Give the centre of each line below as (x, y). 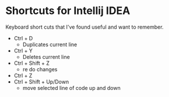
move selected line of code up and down (71, 88)
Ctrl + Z (23, 75)
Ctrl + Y (23, 50)
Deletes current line (46, 57)
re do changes (40, 69)
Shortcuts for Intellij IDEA (68, 11)
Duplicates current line (50, 44)
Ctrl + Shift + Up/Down (41, 82)
